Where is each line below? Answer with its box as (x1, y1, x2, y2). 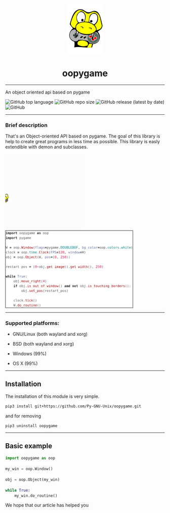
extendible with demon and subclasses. (5, 144, 88, 150)
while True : (5, 488, 30, 493)
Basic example (5, 442, 52, 450)
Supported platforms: (5, 319, 60, 326)
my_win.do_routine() (14, 493, 58, 498)
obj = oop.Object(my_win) (5, 477, 60, 482)
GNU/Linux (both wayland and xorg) (12, 331, 88, 337)
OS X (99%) (12, 360, 38, 366)
